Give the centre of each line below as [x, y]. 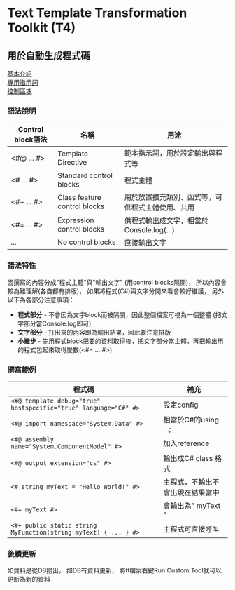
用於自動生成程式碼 [49, 55]
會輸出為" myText [192, 505]
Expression [76, 220]
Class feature [79, 198]
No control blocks [87, 242]
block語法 [31, 140]
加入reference [186, 443]
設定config [181, 405]
